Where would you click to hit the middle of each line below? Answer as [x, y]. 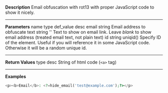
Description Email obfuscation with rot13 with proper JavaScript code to [80, 7]
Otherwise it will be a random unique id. [46, 48]
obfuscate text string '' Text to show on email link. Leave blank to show [78, 32]
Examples [16, 76]
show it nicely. [20, 12]
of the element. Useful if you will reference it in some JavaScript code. [78, 43]
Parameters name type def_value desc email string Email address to [75, 27]
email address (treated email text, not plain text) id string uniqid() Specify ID [83, 37]
